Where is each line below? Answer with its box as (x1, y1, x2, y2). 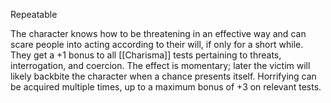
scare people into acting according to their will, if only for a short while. (10, 39, 304, 50)
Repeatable (10, 9, 58, 20)
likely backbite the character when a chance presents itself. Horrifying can (10, 70, 317, 82)
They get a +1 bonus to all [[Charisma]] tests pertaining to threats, (10, 49, 282, 61)
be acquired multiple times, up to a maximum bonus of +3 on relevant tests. (10, 81, 322, 93)
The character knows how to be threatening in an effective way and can (10, 28, 307, 39)
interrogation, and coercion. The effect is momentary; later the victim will (10, 60, 311, 71)
